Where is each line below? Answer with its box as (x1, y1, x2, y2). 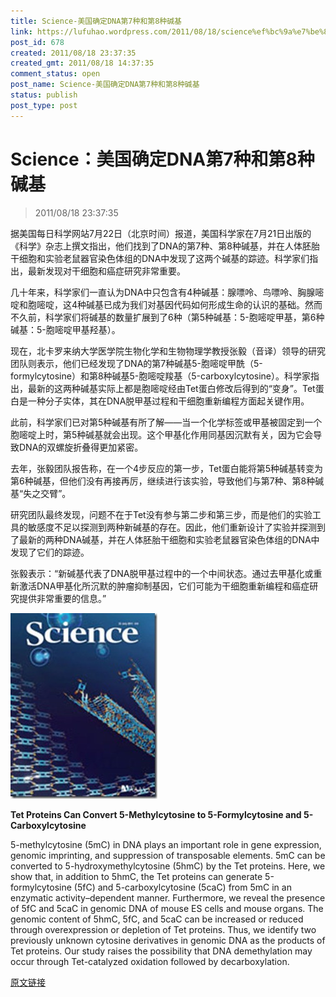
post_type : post (10, 100, 78, 110)
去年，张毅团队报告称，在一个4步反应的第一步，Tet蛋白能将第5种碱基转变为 (10, 462, 324, 474)
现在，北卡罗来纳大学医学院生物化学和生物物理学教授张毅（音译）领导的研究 (10, 345, 326, 357)
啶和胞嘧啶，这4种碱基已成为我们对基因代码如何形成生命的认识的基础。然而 (10, 298, 323, 310)
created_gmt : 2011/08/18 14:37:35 (10, 58, 155, 69)
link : (10, 26, 33, 37)
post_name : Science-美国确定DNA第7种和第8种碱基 (10, 80, 200, 90)
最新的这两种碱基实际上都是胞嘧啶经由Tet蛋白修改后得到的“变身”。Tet (27, 382, 316, 394)
